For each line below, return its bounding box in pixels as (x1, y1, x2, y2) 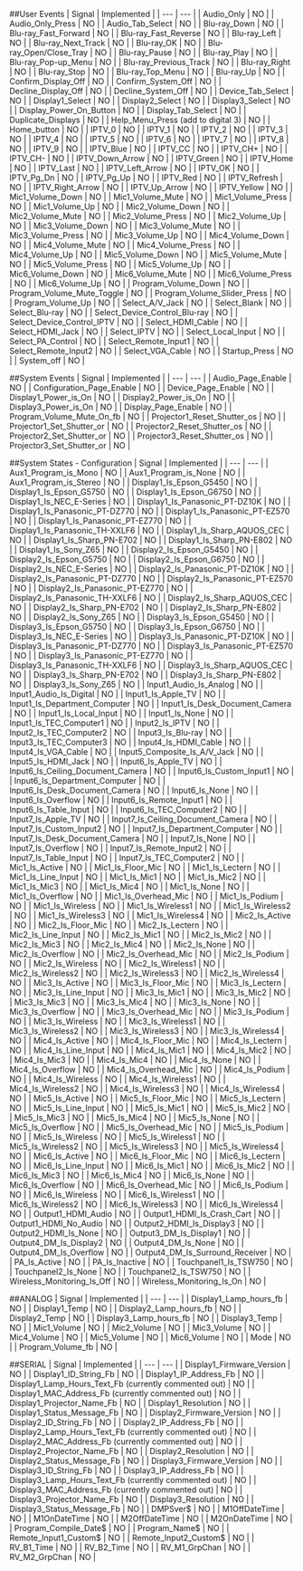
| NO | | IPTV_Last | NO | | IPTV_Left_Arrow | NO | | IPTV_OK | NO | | (9, 163, 260, 173)
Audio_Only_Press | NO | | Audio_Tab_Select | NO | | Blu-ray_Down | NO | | (9, 18, 285, 29)
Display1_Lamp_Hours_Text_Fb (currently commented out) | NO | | (9, 1378, 255, 1389)
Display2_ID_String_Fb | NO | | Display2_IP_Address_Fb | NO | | (9, 1417, 244, 1427)
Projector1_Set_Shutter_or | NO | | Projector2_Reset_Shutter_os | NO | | (9, 421, 272, 431)
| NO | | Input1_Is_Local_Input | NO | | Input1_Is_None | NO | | (9, 708, 234, 718)
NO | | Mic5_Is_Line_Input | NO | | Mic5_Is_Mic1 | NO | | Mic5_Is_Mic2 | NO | (9, 1103, 291, 1113)
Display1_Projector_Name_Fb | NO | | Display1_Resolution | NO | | (9, 1398, 251, 1408)
